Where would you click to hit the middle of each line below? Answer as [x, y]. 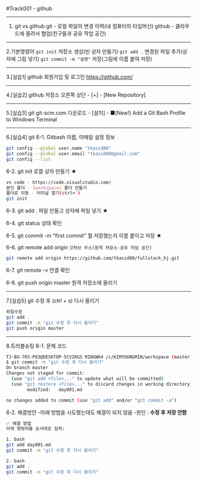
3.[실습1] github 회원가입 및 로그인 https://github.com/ [69, 77]
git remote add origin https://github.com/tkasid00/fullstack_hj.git [93, 258]
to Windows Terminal [32, 119]
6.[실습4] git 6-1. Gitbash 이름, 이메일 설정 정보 [61, 137]
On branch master [27, 368]
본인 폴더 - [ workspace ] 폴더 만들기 [47, 188]
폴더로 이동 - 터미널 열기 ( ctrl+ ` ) [43, 193]
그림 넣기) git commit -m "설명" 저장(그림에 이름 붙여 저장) [84, 59]
